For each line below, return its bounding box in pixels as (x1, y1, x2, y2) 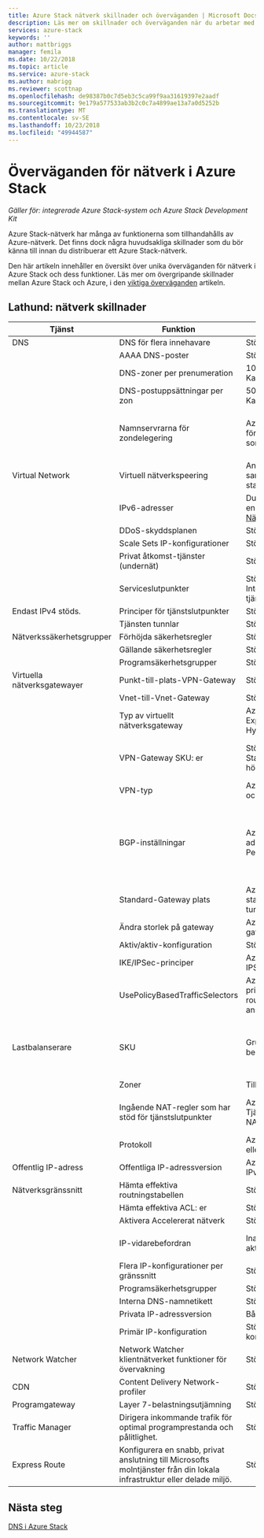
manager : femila (8, 48, 61, 56)
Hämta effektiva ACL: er (119, 1203, 207, 1214)
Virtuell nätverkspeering (119, 470, 208, 481)
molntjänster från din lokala (119, 1464, 220, 1475)
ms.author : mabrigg (8, 77, 72, 85)
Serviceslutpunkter (119, 584, 190, 595)
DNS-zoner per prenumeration (119, 368, 233, 379)
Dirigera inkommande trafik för (119, 1412, 233, 1423)
